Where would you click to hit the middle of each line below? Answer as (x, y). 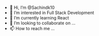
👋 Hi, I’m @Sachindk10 (32, 8)
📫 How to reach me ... (32, 28)
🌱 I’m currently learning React (39, 18)
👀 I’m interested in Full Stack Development (52, 13)
